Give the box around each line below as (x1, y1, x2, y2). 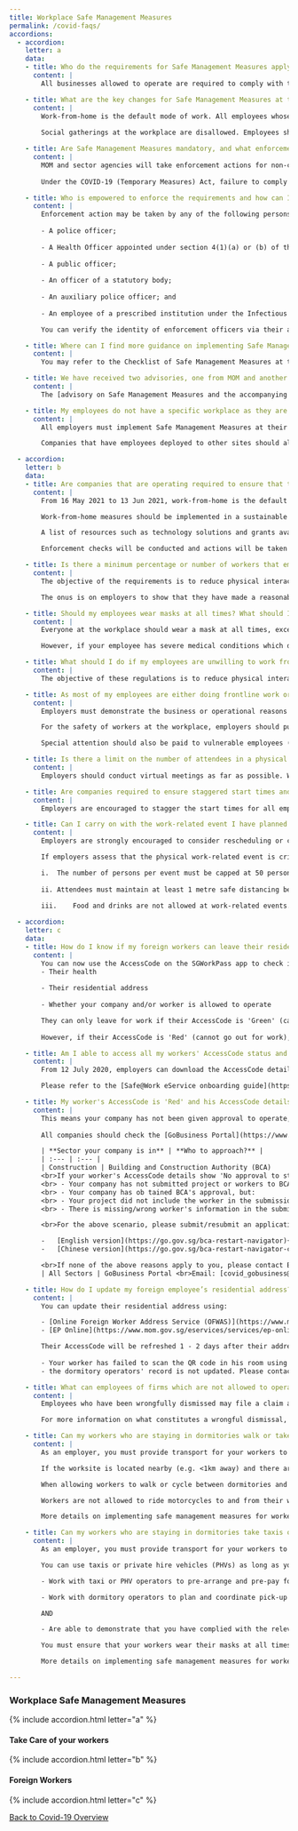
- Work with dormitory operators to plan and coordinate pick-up (41, 1593, 288, 1602)
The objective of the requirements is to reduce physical (41, 577, 260, 586)
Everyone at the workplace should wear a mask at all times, (41, 626, 272, 635)
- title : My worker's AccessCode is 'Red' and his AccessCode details (25, 1098, 292, 1107)
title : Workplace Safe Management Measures (9, 12, 173, 22)
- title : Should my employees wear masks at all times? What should (25, 609, 284, 618)
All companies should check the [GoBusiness (41, 1131, 208, 1139)
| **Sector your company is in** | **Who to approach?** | (41, 1147, 264, 1155)
